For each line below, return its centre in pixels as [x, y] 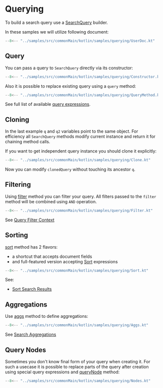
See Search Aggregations [31, 334]
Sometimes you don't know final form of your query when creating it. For [78, 361]
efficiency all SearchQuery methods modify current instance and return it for [80, 136]
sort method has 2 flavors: [31, 247]
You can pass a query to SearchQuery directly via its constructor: [69, 68]
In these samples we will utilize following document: [57, 32]
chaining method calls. [28, 142]
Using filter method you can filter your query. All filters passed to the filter [81, 196]
